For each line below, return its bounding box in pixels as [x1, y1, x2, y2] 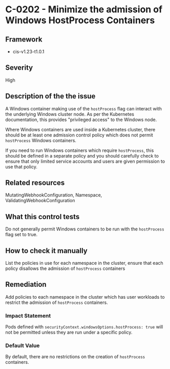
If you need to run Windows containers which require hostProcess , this [5, 147, 154, 153]
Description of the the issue [5, 92, 96, 101]
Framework [5, 35, 42, 44]
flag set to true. [5, 231, 38, 238]
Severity [5, 63, 33, 72]
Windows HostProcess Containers [5, 14, 155, 26]
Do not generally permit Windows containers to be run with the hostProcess [5, 226, 165, 232]
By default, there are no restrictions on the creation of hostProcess [5, 354, 145, 360]
